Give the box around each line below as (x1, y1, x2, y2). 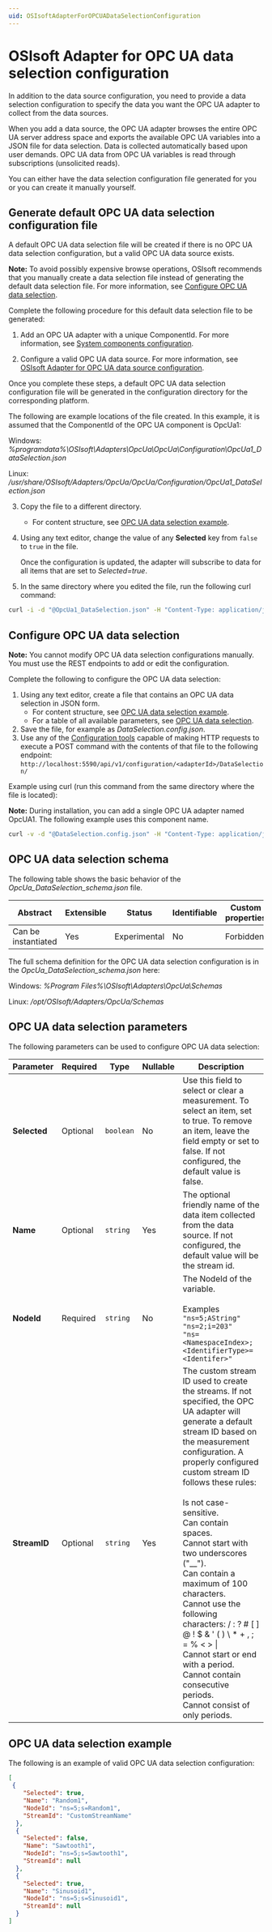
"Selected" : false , (23, 1834, 89, 1843)
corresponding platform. (8, 396, 90, 406)
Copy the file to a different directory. (19, 501, 142, 511)
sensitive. (182, 1507, 219, 1518)
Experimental (114, 931, 164, 942)
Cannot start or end (182, 1648, 257, 1660)
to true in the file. (19, 542, 79, 552)
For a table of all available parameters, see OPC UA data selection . (32, 716, 254, 726)
